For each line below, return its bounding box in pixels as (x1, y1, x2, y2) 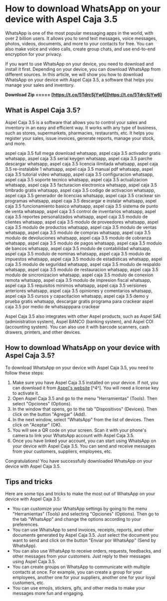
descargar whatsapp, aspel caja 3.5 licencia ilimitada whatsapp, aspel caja (5, 160, 159, 167)
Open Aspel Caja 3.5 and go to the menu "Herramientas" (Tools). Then (12, 395, 158, 401)
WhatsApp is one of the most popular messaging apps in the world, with (5, 30, 154, 36)
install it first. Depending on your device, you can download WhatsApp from (5, 66, 161, 72)
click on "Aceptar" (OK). (12, 422, 62, 428)
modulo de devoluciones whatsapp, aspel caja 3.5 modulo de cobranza (5, 235, 152, 240)
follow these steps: (5, 369, 44, 376)
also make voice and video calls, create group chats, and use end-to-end (5, 46, 156, 52)
